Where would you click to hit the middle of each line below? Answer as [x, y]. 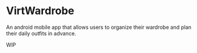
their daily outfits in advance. [41, 33]
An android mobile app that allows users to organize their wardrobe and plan [99, 27]
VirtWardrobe [40, 11]
